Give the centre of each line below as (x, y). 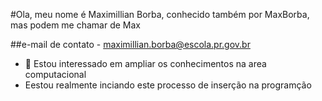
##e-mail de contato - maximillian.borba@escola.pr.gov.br (130, 44)
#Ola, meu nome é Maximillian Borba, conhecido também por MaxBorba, (160, 14)
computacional (55, 74)
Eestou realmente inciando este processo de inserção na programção (168, 85)
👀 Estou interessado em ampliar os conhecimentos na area (145, 63)
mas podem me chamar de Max (76, 25)
